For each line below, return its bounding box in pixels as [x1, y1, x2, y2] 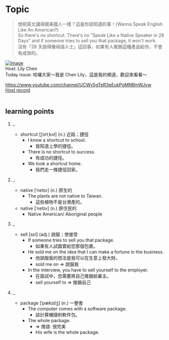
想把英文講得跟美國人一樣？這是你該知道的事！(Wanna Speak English [17, 21, 163, 27]
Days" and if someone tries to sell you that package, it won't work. [17, 37, 157, 44]
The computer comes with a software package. [27, 305, 127, 312]
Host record [5, 87, 30, 93]
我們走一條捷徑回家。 [35, 166, 80, 172]
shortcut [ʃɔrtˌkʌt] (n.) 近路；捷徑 [20, 131, 89, 137]
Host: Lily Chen [5, 65, 38, 72]
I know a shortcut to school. [27, 137, 86, 143]
